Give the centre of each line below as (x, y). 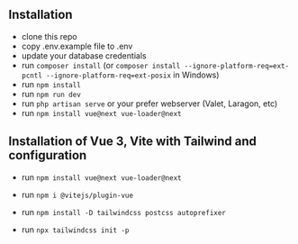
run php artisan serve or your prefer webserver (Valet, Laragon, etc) (149, 104)
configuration (48, 155)
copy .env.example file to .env (77, 46)
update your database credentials (84, 55)
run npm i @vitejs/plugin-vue (77, 194)
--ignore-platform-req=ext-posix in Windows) (132, 75)
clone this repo (49, 36)
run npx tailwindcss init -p (75, 230)
